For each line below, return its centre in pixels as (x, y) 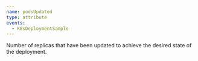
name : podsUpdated (29, 12)
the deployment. (27, 52)
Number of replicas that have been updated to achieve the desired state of (99, 45)
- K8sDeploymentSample (40, 28)
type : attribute (27, 17)
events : (16, 23)
